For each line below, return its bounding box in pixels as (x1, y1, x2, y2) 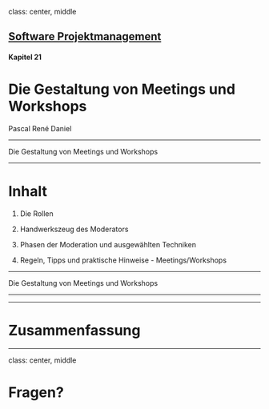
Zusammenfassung (8, 322, 141, 339)
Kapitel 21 (8, 52, 42, 62)
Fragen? (8, 383, 64, 401)
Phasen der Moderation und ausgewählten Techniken (19, 239, 196, 249)
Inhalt (8, 182, 48, 201)
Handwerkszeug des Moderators (19, 224, 129, 234)
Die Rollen (19, 208, 54, 219)
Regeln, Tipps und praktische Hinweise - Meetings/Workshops (19, 255, 227, 265)
